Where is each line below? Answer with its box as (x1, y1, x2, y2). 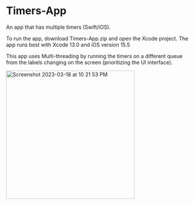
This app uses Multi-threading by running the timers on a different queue (6, 52, 183, 59)
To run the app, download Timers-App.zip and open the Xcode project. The (6, 35, 189, 42)
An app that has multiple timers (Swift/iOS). (6, 23, 111, 31)
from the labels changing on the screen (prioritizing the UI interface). (6, 59, 173, 66)
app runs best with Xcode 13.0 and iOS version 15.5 (6, 41, 131, 48)
